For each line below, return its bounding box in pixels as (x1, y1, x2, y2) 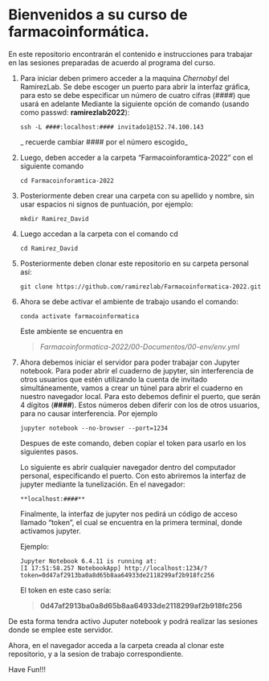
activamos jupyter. (19, 526, 82, 536)
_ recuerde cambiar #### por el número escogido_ (19, 137, 189, 146)
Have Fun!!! (8, 664, 47, 674)
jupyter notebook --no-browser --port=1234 (19, 424, 169, 432)
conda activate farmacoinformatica (19, 312, 140, 320)
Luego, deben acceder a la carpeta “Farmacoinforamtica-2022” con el (19, 153, 254, 162)
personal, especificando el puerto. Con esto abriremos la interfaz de (19, 471, 247, 480)
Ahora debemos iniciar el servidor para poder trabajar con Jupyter (19, 357, 240, 367)
